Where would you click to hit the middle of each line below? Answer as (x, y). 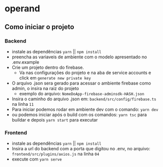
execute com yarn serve (37, 159)
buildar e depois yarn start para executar (55, 120)
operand (22, 9)
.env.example (26, 62)
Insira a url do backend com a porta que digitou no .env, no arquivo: (81, 149)
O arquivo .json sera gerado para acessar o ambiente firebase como (81, 83)
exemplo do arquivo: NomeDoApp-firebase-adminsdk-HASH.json (82, 93)
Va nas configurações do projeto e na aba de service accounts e (85, 73)
